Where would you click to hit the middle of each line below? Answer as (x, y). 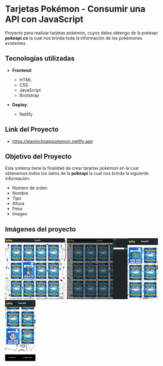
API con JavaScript (44, 19)
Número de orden (30, 188)
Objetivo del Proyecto (38, 156)
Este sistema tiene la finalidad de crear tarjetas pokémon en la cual (72, 168)
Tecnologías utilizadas (40, 59)
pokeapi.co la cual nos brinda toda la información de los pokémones (74, 38)
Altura (18, 204)
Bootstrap (29, 95)
